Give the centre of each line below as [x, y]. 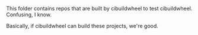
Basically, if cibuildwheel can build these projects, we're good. [82, 26]
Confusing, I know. [29, 15]
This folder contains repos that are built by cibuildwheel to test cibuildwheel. [99, 8]
